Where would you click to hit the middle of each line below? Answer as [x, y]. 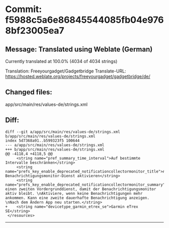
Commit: [24, 9]
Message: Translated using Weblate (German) [79, 49]
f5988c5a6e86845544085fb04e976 [84, 20]
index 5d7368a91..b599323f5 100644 [43, 140]
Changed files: [29, 92]
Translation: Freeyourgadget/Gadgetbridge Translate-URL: [66, 71]
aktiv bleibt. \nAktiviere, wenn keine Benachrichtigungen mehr [74, 193]
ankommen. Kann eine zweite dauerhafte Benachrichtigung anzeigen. [77, 198]
